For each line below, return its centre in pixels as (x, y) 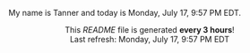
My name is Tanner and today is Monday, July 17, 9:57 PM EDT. (125, 13)
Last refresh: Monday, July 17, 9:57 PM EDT (150, 39)
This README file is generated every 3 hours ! (150, 30)
